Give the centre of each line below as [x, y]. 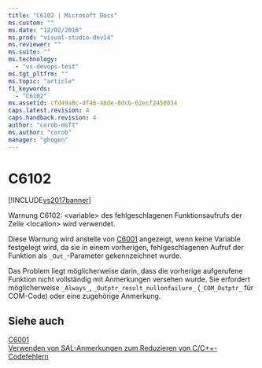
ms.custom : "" [31, 23]
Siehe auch [36, 320]
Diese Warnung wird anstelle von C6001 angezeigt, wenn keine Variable [125, 239]
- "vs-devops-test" [47, 67]
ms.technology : [33, 60]
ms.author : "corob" [40, 132]
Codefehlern [28, 357]
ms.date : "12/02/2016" [45, 30]
